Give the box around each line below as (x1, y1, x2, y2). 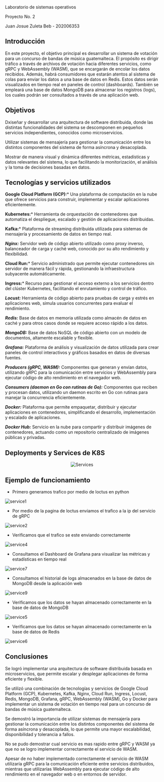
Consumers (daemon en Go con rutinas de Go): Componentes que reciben (5, 384, 158, 390)
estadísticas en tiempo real (12, 556, 67, 562)
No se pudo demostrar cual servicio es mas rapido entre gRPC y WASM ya (5, 741, 155, 747)
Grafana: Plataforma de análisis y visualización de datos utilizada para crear (5, 344, 159, 350)
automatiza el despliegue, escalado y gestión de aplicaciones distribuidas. (5, 217, 155, 222)
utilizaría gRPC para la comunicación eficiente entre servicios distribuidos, (5, 760, 155, 766)
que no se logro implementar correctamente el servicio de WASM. (5, 746, 138, 752)
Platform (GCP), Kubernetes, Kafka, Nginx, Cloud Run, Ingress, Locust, (5, 690, 147, 696)
